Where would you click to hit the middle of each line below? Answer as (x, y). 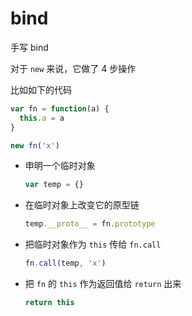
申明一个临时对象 (60, 166)
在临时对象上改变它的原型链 (82, 205)
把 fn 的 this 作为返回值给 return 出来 (103, 284)
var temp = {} (54, 185)
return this (49, 303)
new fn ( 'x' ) (35, 145)
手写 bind (29, 47)
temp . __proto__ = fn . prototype (90, 224)
